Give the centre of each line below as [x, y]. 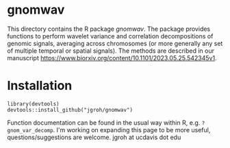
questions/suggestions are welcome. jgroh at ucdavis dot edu [94, 137]
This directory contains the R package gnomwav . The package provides [109, 29]
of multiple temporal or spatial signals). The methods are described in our [111, 51]
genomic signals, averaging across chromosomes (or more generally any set [115, 43]
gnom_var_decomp [30, 130]
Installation [40, 86]
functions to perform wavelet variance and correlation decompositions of [110, 36]
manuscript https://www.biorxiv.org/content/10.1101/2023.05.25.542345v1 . [112, 58]
